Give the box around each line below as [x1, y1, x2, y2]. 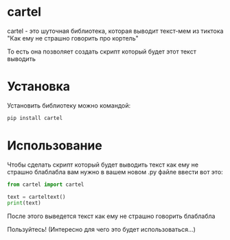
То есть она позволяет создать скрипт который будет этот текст [7, 47, 197, 56]
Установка [7, 79, 71, 95]
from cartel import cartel [7, 181, 84, 188]
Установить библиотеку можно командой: [7, 101, 131, 110]
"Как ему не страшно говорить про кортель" [7, 34, 139, 42]
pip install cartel [7, 115, 63, 121]
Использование [7, 138, 103, 153]
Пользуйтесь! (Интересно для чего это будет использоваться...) [7, 226, 196, 234]
